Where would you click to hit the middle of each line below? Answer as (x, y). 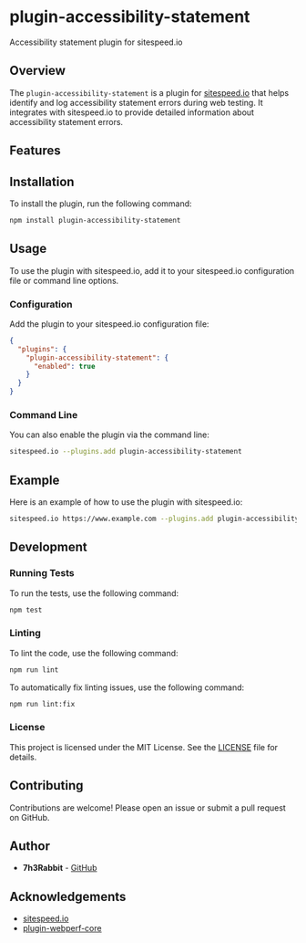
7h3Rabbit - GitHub (60, 868)
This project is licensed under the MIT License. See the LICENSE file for (144, 747)
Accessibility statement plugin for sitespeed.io (96, 42)
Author (30, 846)
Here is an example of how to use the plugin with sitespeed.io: (126, 502)
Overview (38, 71)
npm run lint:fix (42, 704)
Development (49, 547)
